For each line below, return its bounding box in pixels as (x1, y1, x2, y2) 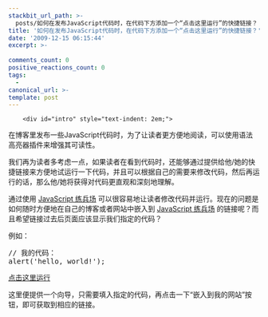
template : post (8, 93, 59, 101)
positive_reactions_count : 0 (8, 64, 105, 72)
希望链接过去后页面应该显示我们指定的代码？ (14, 214, 162, 224)
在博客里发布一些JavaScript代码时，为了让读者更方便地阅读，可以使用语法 (8, 130, 254, 140)
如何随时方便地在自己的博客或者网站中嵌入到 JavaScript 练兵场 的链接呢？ (8, 204, 253, 214)
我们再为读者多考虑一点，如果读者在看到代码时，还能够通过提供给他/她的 (8, 157, 249, 167)
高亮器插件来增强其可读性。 (8, 141, 100, 150)
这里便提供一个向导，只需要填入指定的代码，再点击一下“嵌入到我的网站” (8, 290, 246, 299)
